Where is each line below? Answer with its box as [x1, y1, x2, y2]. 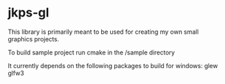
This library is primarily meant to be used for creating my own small [8, 28, 199, 36]
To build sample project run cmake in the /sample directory [8, 48, 175, 56]
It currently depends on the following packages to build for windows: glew [8, 61, 218, 70]
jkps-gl [8, 5, 50, 21]
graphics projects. [8, 34, 59, 43]
